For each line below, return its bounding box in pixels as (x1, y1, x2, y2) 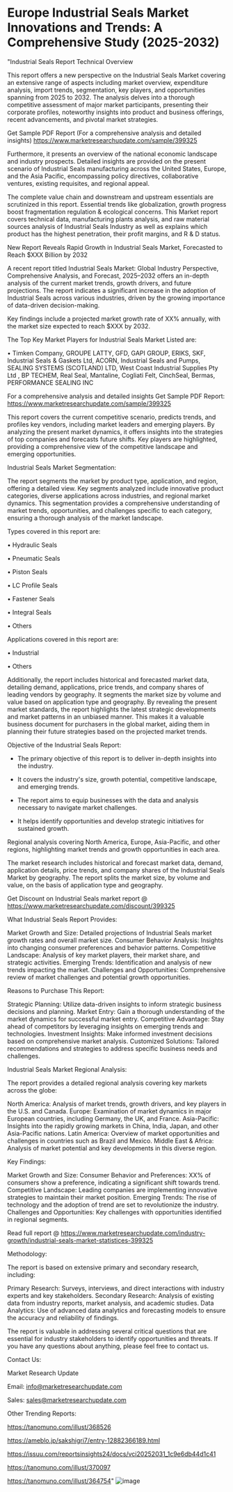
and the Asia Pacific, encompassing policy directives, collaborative (7, 172, 199, 180)
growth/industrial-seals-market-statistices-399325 (7, 1236, 154, 1244)
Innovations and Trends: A (7, 19, 163, 35)
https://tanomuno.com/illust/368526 (7, 1422, 111, 1431)
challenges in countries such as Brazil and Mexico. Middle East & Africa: (7, 1136, 214, 1145)
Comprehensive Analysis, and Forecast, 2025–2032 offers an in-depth (7, 271, 209, 280)
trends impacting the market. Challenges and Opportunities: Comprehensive (7, 965, 226, 974)
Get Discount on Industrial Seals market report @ (7, 894, 148, 903)
